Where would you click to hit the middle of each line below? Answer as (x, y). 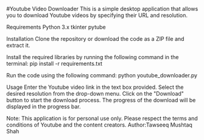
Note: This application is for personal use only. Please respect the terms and (102, 118)
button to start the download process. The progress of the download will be (101, 100)
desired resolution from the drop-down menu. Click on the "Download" (95, 93)
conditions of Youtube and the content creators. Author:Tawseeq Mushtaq (100, 125)
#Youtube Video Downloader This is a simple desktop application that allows (102, 9)
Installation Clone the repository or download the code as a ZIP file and (95, 39)
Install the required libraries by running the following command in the (93, 57)
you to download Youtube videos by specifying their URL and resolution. (97, 15)
